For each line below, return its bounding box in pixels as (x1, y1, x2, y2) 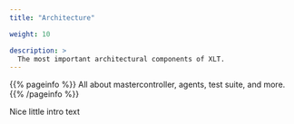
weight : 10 (9, 29, 51, 39)
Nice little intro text (9, 106, 80, 118)
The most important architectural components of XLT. (17, 54, 225, 63)
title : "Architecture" (9, 13, 95, 23)
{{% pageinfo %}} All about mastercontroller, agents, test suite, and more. (9, 79, 286, 91)
